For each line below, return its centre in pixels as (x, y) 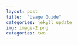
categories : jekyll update (39, 22)
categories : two (26, 33)
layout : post (22, 11)
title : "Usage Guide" (34, 17)
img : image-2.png (27, 28)
